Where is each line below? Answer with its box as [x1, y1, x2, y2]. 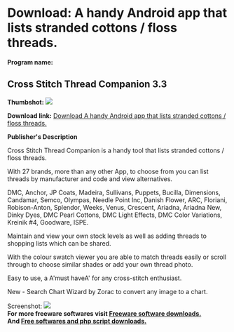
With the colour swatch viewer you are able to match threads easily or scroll [7, 253, 226, 261]
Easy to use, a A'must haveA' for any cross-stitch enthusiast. [7, 274, 182, 282]
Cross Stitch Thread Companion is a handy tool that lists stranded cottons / [7, 146, 224, 154]
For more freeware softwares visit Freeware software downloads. [7, 309, 202, 317]
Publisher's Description [7, 132, 78, 141]
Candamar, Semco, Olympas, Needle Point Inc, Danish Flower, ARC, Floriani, [7, 195, 228, 204]
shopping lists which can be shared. [7, 239, 111, 247]
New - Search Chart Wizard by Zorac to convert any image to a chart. [7, 287, 208, 296]
